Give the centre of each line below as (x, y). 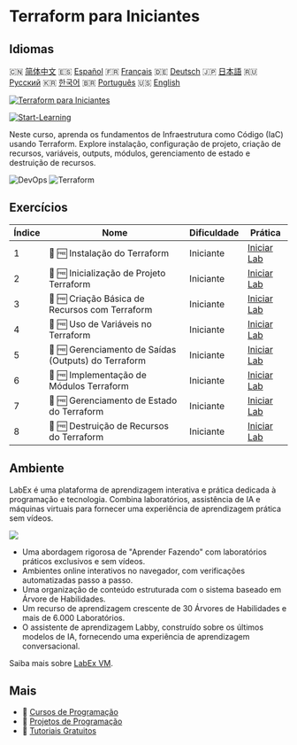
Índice (27, 232)
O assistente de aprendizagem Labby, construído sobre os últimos (142, 627)
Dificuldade (214, 232)
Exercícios (38, 208)
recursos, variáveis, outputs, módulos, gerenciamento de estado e (129, 153)
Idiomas (32, 49)
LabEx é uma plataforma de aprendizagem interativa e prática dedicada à (143, 490)
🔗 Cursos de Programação (70, 712)
